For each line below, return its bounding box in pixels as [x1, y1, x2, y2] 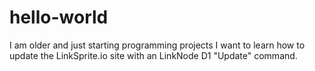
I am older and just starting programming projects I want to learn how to [9, 39, 306, 51]
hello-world [9, 6, 109, 29]
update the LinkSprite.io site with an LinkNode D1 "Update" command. [9, 49, 298, 61]
